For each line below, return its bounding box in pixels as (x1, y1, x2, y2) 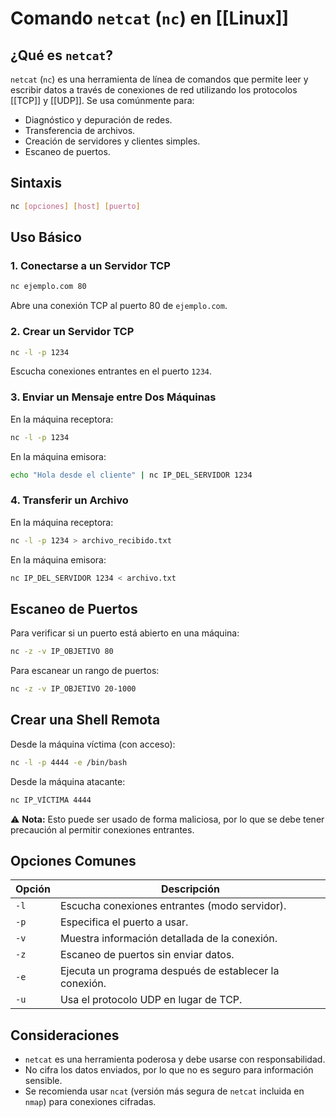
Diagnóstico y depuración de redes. (24, 114, 173, 126)
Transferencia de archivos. (24, 125, 136, 136)
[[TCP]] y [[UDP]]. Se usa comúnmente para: (10, 95, 195, 106)
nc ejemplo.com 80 (10, 282, 87, 292)
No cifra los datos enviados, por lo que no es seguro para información (24, 1064, 314, 1076)
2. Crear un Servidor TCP (10, 325, 135, 339)
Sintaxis (10, 175, 63, 192)
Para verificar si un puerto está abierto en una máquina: (10, 627, 240, 639)
